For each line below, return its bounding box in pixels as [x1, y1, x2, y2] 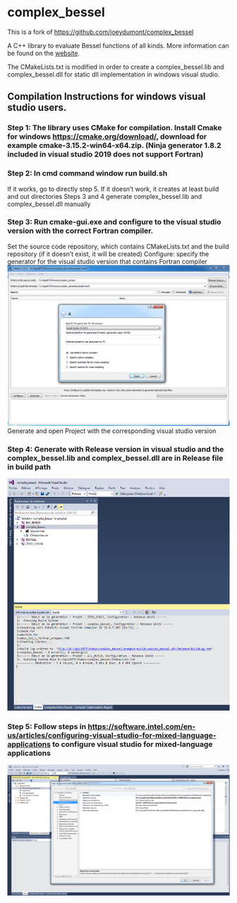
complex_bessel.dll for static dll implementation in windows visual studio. [7, 70, 220, 79]
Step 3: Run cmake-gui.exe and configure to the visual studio [7, 217, 221, 227]
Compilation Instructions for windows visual [7, 91, 206, 103]
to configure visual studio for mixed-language [51, 739, 213, 749]
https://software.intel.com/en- [87, 721, 196, 731]
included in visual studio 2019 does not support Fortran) [7, 149, 204, 159]
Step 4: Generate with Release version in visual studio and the [7, 444, 224, 454]
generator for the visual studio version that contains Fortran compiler [7, 257, 208, 265]
